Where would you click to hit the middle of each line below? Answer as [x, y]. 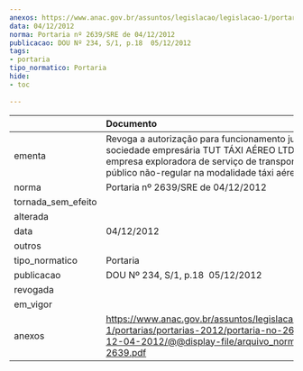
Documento [132, 123]
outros [28, 246]
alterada [32, 216]
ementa [30, 156]
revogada [34, 289]
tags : [19, 51]
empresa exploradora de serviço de [181, 161]
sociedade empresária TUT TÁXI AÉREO [191, 149]
